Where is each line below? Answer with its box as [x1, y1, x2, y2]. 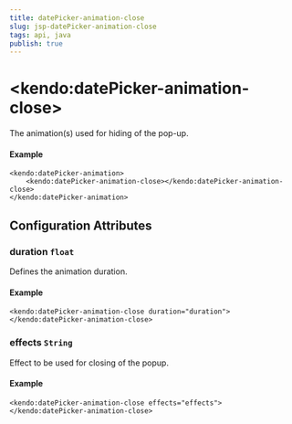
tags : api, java [9, 30, 71, 39]
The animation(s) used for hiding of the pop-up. [9, 128, 189, 139]
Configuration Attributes [9, 217, 152, 233]
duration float [9, 245, 75, 258]
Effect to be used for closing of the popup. [9, 357, 169, 368]
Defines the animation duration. [9, 266, 128, 277]
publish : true [9, 38, 64, 48]
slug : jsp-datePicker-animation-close [9, 22, 157, 31]
